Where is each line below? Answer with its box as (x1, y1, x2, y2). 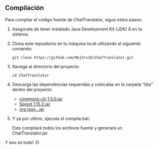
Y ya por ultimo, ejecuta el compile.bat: (12, 116, 90, 121)
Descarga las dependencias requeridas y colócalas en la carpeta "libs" (12, 81, 154, 87)
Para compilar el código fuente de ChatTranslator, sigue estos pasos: (5, 16, 143, 22)
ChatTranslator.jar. (12, 130, 49, 136)
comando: (12, 45, 32, 51)
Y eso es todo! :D (5, 139, 40, 145)
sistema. (12, 31, 29, 37)
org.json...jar (19, 106, 44, 112)
